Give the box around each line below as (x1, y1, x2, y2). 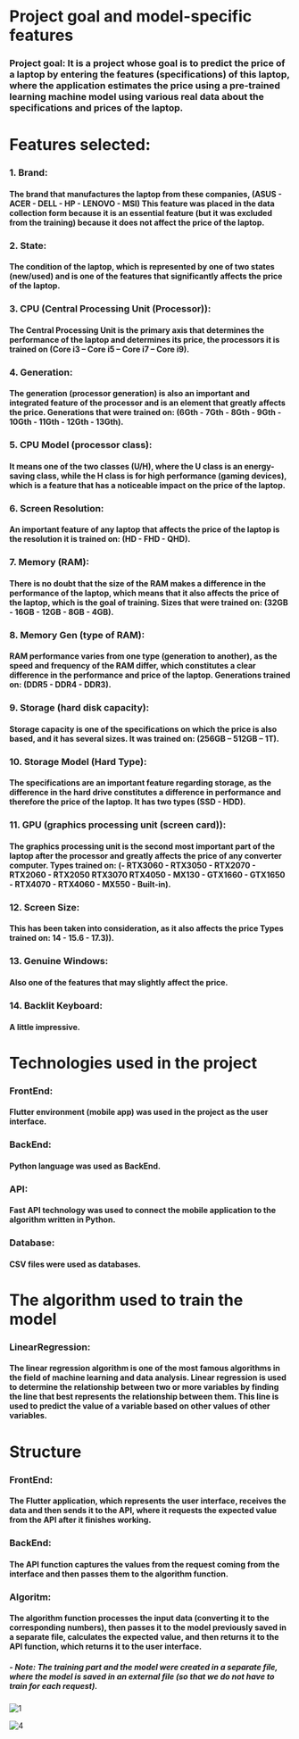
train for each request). (9, 1680, 98, 1691)
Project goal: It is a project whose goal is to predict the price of (9, 57, 286, 70)
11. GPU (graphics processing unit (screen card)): (9, 819, 227, 831)
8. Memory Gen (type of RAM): (9, 628, 145, 641)
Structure (9, 1442, 82, 1461)
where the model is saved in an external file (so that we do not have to (9, 1671, 275, 1682)
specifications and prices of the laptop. (9, 102, 184, 114)
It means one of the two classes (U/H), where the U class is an (9, 461, 243, 471)
